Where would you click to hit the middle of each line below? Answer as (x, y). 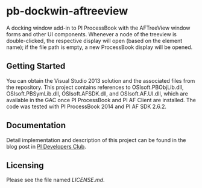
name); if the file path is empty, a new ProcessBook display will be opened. (99, 47)
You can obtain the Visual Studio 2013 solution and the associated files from (101, 80)
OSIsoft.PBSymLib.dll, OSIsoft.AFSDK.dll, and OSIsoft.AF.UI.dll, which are (97, 93)
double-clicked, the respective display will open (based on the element (94, 41)
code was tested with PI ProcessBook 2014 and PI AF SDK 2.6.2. (87, 106)
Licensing (25, 165)
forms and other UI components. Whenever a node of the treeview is (91, 34)
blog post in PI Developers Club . (46, 146)
